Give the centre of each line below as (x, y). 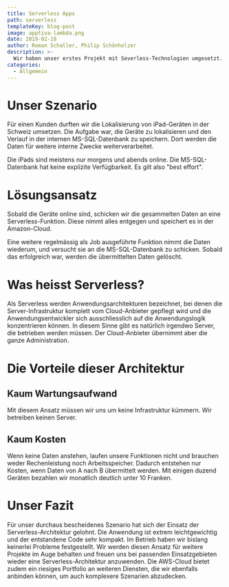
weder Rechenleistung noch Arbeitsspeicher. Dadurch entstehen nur (104, 464)
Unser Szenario (52, 105)
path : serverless (32, 20)
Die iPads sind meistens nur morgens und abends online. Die (93, 160)
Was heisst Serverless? (76, 285)
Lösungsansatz (52, 195)
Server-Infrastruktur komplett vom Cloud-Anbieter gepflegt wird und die (109, 311)
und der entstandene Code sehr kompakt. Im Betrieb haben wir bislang (108, 539)
